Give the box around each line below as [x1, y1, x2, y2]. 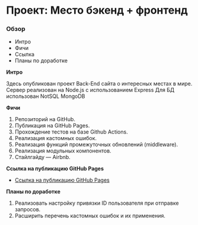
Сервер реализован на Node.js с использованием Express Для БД [6, 87, 175, 94]
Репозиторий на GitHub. [14, 116, 76, 123]
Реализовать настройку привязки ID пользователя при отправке [14, 199, 179, 207]
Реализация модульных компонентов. [14, 147, 111, 154]
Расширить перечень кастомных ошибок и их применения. [14, 212, 166, 220]
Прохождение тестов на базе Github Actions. [14, 128, 129, 135]
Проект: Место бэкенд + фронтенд [6, 4, 188, 17]
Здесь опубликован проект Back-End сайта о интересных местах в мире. [6, 80, 193, 87]
